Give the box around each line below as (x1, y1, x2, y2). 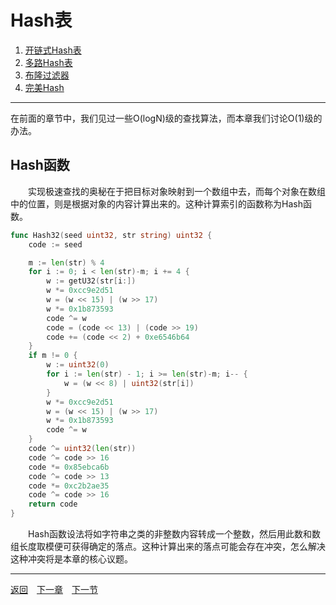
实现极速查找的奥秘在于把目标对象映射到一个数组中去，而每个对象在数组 (27, 185, 326, 197)
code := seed (28, 239, 83, 250)
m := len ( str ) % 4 (28, 257, 105, 268)
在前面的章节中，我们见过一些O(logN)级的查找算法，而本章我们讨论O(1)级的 (10, 112, 323, 124)
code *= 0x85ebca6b (28, 462, 110, 472)
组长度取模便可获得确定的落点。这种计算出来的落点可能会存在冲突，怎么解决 (10, 541, 326, 552)
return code (28, 499, 78, 510)
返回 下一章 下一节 (10, 584, 98, 595)
